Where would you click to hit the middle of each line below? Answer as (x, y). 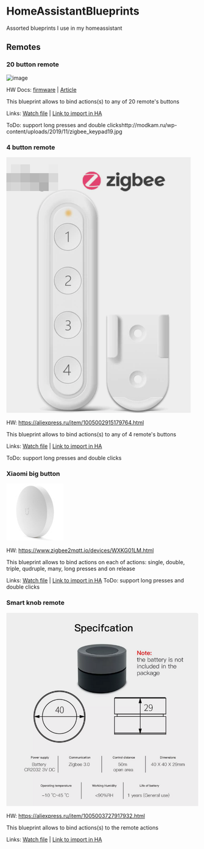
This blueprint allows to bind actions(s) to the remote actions (83, 828)
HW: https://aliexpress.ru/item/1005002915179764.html (75, 422)
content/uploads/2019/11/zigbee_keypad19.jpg (65, 131)
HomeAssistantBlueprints (73, 11)
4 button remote (31, 147)
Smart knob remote (36, 603)
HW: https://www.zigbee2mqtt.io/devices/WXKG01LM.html (80, 550)
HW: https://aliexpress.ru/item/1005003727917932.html (76, 816)
